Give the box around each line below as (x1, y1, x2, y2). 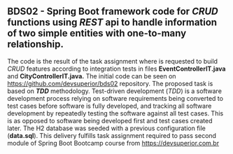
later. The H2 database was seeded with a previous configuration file (7, 124, 206, 132)
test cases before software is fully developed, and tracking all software (7, 101, 212, 110)
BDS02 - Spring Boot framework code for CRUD (7, 6, 218, 17)
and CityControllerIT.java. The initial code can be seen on (7, 71, 176, 80)
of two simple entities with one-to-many (7, 27, 187, 39)
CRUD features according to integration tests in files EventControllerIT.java (7, 64, 226, 73)
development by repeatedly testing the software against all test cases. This (7, 108, 224, 118)
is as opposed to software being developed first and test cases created (7, 116, 213, 125)
